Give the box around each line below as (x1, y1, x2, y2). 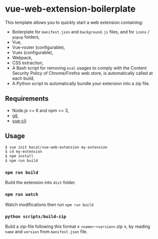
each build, (12, 75, 35, 81)
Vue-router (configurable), (12, 44, 66, 50)
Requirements (5, 95, 49, 103)
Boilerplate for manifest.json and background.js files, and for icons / (12, 29, 150, 34)
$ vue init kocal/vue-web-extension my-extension (5, 145, 108, 150)
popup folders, (12, 34, 40, 40)
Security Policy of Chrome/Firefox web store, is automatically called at (12, 70, 153, 76)
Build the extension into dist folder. (5, 180, 76, 186)
